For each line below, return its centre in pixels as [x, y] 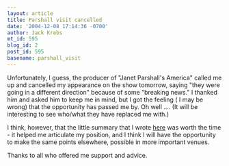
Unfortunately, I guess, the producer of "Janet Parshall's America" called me [114, 78]
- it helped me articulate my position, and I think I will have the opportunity [112, 134]
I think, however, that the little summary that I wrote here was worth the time [114, 127]
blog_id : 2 [23, 45]
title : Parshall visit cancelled [55, 20]
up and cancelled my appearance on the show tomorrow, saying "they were [113, 85]
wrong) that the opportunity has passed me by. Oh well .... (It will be [103, 106]
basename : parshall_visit [44, 58]
